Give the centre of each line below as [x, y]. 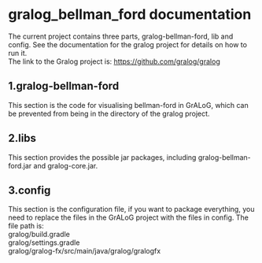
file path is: [26, 226]
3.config [30, 190]
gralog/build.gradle [39, 235]
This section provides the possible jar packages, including [102, 157]
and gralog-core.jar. [66, 165]
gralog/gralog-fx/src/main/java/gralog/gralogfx [85, 251]
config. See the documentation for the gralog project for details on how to [128, 44]
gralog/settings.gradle [44, 243]
